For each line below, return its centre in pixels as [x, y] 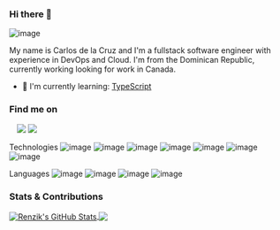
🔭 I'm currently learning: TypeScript [87, 87]
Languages [30, 173]
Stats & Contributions [56, 196]
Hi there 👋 [31, 14]
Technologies [34, 147]
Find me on [34, 110]
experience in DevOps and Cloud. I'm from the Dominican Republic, [132, 60]
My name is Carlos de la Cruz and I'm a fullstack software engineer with [140, 50]
